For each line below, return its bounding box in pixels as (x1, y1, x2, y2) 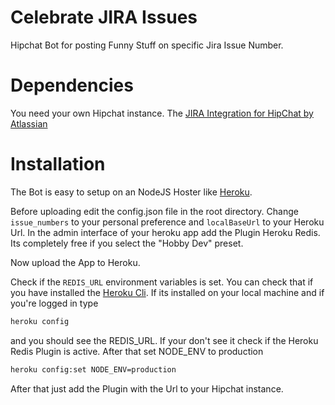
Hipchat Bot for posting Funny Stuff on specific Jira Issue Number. (10, 39, 284, 51)
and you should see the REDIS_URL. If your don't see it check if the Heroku (10, 334, 319, 346)
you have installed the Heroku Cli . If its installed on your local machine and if (10, 286, 325, 298)
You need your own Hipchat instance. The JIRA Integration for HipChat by (10, 107, 314, 119)
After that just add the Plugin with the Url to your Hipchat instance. (10, 382, 284, 395)
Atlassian (10, 117, 48, 130)
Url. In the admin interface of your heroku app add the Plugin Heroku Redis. (10, 226, 321, 238)
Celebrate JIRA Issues (10, 6, 198, 29)
